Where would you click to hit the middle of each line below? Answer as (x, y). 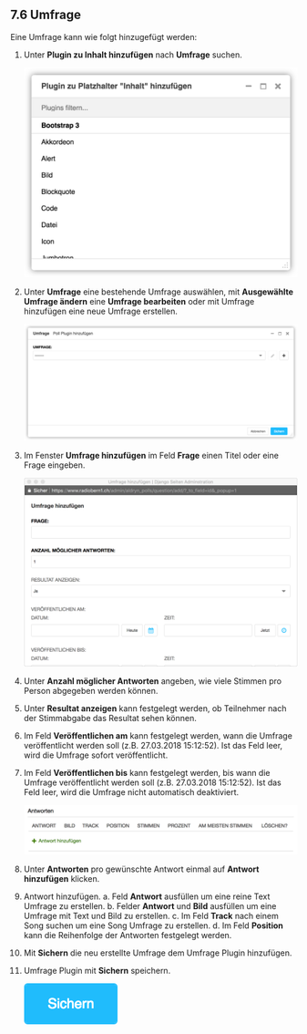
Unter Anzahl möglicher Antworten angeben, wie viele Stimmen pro (152, 681)
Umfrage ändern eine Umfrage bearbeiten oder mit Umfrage (139, 302)
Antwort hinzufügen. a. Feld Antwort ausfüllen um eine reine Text (147, 896)
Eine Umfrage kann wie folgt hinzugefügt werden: (104, 36)
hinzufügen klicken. (61, 879)
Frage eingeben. (54, 465)
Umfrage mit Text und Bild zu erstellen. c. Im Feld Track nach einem (151, 916)
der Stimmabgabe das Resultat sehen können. (110, 718)
